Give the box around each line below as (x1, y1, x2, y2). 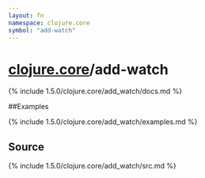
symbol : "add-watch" (8, 26, 77, 34)
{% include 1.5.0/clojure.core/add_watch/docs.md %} (8, 86, 183, 96)
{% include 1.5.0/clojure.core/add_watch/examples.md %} (8, 117, 198, 127)
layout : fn (8, 11, 44, 20)
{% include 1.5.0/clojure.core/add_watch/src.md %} (8, 161, 177, 171)
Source (8, 140, 45, 153)
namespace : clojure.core (8, 19, 90, 27)
